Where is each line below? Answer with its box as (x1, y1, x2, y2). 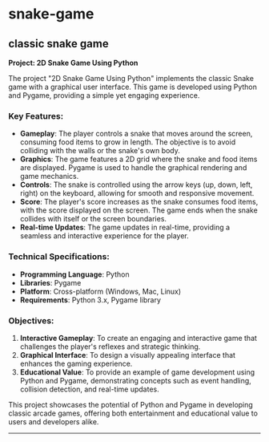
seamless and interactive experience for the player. (19, 231, 190, 241)
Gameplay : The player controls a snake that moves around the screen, (19, 129, 253, 139)
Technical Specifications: (8, 251, 110, 262)
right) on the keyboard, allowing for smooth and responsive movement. (19, 189, 255, 198)
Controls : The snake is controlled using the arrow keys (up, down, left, (19, 180, 253, 189)
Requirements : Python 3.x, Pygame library (19, 294, 162, 305)
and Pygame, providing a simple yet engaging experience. (8, 91, 200, 100)
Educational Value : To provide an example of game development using (19, 367, 255, 377)
